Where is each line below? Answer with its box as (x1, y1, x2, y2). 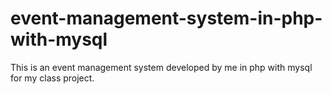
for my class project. (10, 72, 95, 84)
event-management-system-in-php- (10, 7, 323, 30)
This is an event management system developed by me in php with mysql (10, 61, 313, 73)
